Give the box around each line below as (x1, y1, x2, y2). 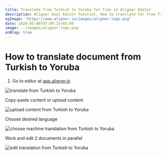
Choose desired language (5, 116, 58, 122)
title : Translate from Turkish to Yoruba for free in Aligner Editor (5, 7, 152, 12)
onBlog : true (5, 30, 32, 35)
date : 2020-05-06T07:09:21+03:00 (5, 21, 74, 26)
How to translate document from (5, 51, 141, 62)
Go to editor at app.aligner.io (12, 78, 71, 84)
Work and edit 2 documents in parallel (5, 135, 83, 141)
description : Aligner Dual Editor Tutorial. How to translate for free (5, 12, 156, 17)
